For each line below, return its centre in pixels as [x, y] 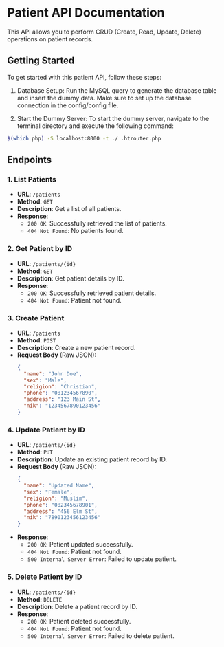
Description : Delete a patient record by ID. [77, 606]
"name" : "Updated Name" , [59, 486]
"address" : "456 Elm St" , [60, 511]
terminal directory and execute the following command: [95, 126]
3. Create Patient [36, 318]
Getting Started [41, 61]
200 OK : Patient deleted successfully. [79, 621]
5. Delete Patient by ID [45, 577]
